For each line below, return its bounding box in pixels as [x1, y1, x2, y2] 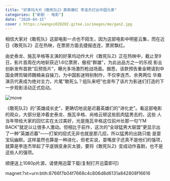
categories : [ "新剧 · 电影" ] [5, 12, 64, 17]
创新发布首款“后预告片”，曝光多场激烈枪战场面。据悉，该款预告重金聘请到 [5, 66, 160, 72]
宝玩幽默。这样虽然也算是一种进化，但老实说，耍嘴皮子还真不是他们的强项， [5, 137, 165, 143]
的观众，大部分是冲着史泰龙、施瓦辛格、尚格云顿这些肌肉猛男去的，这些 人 [5, 112, 162, 118]
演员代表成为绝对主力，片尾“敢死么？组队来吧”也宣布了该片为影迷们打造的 [5, 78, 160, 84]
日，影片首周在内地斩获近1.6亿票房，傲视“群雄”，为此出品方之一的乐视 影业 [5, 59, 163, 66]
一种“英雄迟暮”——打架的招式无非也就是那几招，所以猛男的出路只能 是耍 [9, 130, 161, 137]
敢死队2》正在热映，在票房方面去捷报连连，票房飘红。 [14, 42, 128, 49]
